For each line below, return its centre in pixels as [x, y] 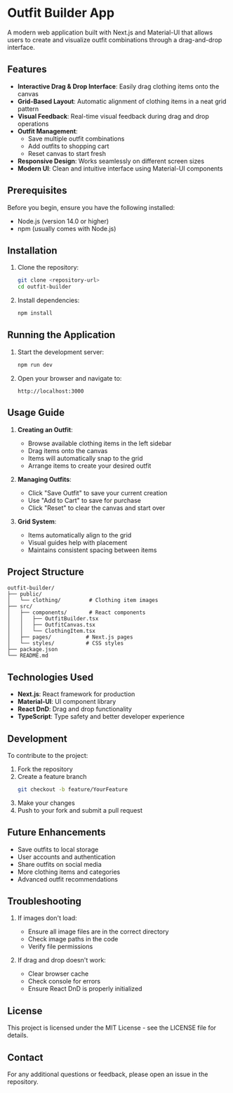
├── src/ [20, 607]
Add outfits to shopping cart [68, 146]
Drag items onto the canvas [68, 450]
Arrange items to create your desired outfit [89, 466]
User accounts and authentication [66, 857]
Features [27, 69]
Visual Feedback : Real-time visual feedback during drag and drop [113, 116]
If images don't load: [47, 918]
